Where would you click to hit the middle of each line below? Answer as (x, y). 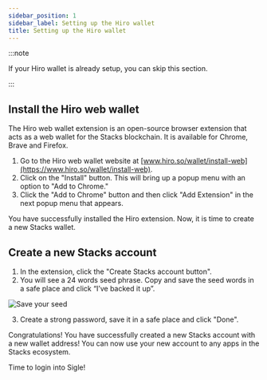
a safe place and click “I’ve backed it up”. (87, 289)
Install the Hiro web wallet (74, 109)
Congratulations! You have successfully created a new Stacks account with (132, 335)
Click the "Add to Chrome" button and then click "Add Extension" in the (136, 195)
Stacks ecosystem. (39, 352)
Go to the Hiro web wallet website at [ (81, 161)
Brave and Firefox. (38, 145)
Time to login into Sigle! (47, 367)
